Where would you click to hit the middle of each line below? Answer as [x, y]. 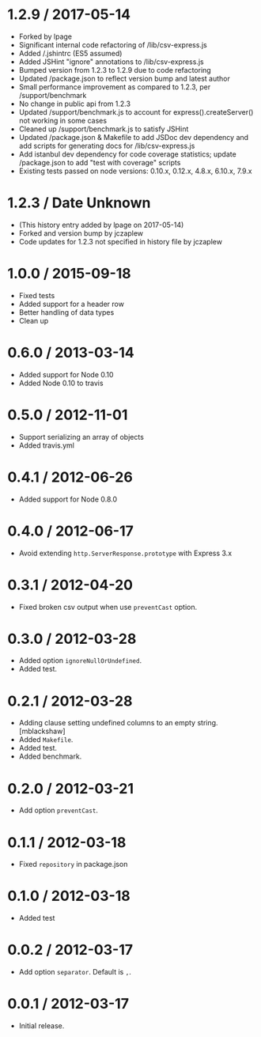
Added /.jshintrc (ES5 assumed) [70, 53]
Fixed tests [37, 295]
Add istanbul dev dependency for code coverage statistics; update [127, 154]
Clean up [34, 320]
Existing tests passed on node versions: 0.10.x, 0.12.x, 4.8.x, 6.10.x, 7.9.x [135, 171]
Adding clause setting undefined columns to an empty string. [118, 723]
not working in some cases [63, 120]
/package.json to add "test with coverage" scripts [100, 162]
